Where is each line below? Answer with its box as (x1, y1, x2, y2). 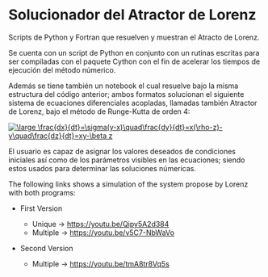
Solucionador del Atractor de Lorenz (8, 6, 257, 24)
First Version (19, 204, 63, 213)
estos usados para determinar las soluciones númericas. (8, 163, 196, 173)
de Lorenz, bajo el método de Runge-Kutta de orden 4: (8, 107, 191, 116)
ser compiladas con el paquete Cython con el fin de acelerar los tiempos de (8, 57, 261, 66)
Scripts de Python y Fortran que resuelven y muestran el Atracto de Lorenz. (8, 32, 260, 42)
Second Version (19, 243, 73, 253)
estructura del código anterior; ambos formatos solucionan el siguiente (8, 89, 245, 99)
